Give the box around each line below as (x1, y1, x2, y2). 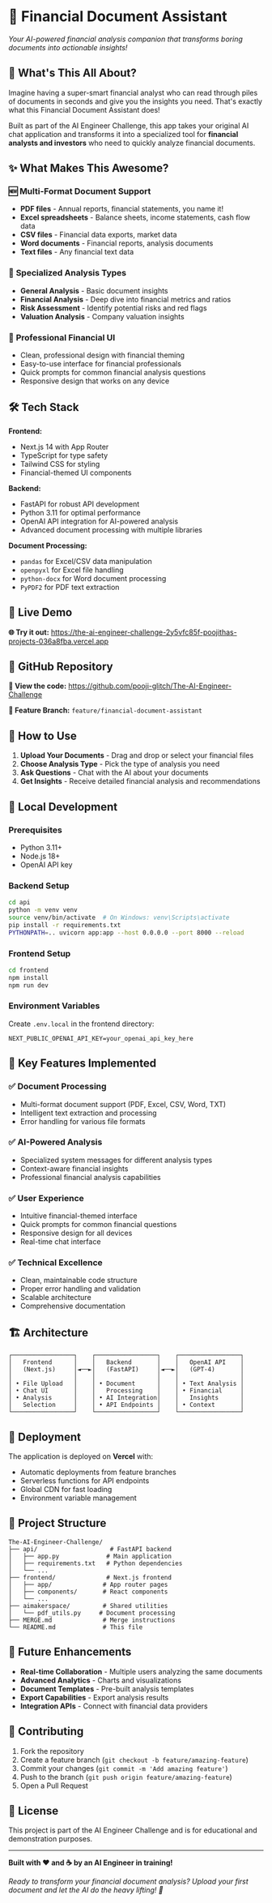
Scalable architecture (19, 1293, 91, 1302)
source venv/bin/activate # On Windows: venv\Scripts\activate (8, 913, 230, 922)
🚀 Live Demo (8, 605, 73, 619)
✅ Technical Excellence (8, 1257, 103, 1268)
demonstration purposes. (8, 1834, 93, 1844)
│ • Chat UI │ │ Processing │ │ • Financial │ (8, 1387, 244, 1395)
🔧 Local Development (8, 800, 118, 814)
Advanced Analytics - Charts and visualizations (19, 1675, 182, 1685)
